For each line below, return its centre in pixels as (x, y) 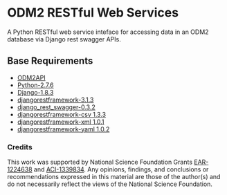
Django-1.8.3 (35, 92)
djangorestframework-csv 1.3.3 (61, 114)
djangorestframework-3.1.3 (55, 100)
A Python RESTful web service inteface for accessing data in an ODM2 (108, 32)
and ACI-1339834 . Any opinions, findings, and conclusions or (121, 169)
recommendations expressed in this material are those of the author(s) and (114, 177)
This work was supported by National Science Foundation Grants (100, 162)
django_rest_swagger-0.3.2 (56, 107)
